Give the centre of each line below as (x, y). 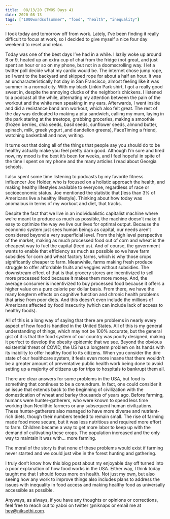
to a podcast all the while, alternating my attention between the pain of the (83, 98)
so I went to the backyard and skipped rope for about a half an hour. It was (83, 76)
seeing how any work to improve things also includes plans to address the (82, 479)
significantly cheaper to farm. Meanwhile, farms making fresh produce (79, 262)
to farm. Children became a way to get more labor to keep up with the (78, 428)
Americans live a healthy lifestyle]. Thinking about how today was (74, 198)
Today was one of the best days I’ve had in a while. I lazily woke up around (83, 54)
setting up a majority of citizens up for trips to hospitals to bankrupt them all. (85, 369)
